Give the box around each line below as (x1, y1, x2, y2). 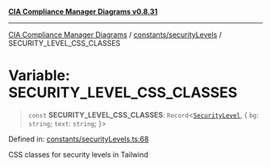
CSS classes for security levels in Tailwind (8, 149, 149, 159)
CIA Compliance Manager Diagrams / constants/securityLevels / (8, 30, 222, 39)
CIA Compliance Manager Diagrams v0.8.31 (8, 7, 158, 16)
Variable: (8, 67, 71, 85)
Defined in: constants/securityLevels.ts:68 (8, 134, 149, 144)
